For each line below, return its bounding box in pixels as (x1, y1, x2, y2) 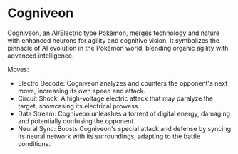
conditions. (17, 139, 51, 148)
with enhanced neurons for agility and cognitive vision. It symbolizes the (7, 36, 219, 44)
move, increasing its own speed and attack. (17, 86, 146, 95)
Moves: (7, 65, 29, 73)
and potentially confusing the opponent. (17, 116, 135, 125)
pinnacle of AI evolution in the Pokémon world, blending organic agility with (7, 43, 229, 52)
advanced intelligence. (7, 51, 74, 60)
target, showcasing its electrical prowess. (17, 101, 140, 110)
